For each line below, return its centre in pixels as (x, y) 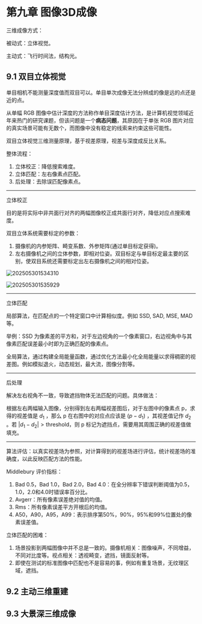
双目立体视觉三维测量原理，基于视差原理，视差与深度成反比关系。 (88, 141)
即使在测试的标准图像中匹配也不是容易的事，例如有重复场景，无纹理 (99, 563)
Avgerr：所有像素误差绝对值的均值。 (60, 500)
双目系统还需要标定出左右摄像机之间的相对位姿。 (91, 261)
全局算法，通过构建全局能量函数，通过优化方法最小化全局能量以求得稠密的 (98, 356)
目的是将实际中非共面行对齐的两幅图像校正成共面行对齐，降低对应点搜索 (96, 212)
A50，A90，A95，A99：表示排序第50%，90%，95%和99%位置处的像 (103, 515)
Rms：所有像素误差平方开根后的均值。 (63, 507)
